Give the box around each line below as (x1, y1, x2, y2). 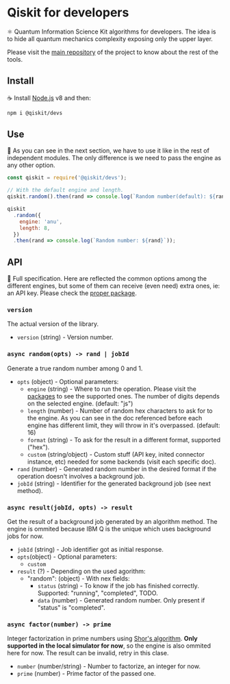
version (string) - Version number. (16, 333, 114, 342)
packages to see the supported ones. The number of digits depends (27, 392, 220, 400)
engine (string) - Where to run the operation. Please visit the (27, 385, 196, 393)
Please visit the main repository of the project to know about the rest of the (7, 48, 219, 56)
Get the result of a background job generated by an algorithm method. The (7, 518, 218, 526)
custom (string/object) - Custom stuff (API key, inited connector (27, 450, 205, 458)
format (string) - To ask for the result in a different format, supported (27, 435, 221, 444)
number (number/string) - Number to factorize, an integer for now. (16, 662, 201, 670)
